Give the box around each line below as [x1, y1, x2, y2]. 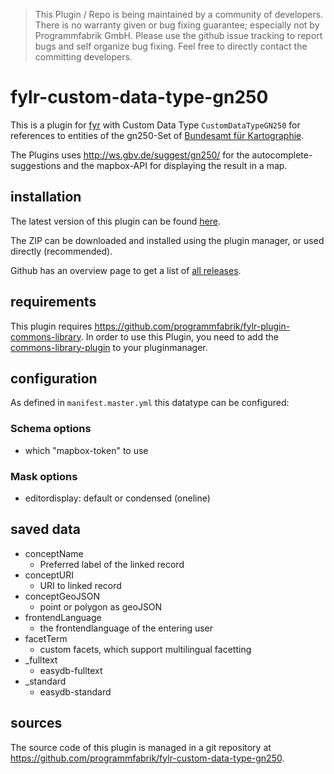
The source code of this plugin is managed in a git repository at [10, 741, 272, 753]
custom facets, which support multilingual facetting [39, 643, 252, 655]
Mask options [10, 469, 78, 483]
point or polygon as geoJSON [39, 600, 163, 613]
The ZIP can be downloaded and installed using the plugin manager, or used [10, 234, 325, 246]
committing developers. [34, 51, 133, 63]
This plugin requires [10, 320, 93, 332]
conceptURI [24, 569, 74, 581]
